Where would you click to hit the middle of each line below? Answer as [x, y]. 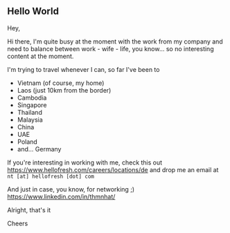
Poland [27, 142]
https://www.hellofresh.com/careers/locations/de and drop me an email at [113, 169]
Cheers [18, 223]
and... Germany [39, 149]
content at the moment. [41, 56]
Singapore [32, 105]
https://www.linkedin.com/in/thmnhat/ [61, 196]
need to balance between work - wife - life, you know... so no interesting [110, 48]
